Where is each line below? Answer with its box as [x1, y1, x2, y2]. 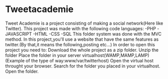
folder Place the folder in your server [5, 52, 81, 58]
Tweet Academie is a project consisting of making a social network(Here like [5, 20, 163, 26]
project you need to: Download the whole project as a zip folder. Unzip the [5, 47, 159, 53]
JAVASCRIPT [5, 31, 32, 37]
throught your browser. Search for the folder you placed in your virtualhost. [5, 63, 160, 69]
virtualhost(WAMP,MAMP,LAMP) [82, 52, 149, 58]
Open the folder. [5, 68, 39, 74]
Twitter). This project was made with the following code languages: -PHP [5, 25, 156, 31]
